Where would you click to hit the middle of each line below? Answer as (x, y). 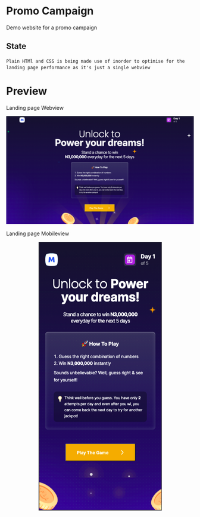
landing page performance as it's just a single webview (78, 67)
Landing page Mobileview (38, 233)
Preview (27, 91)
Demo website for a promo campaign (51, 27)
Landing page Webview (35, 107)
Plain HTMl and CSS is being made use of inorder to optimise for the (96, 61)
